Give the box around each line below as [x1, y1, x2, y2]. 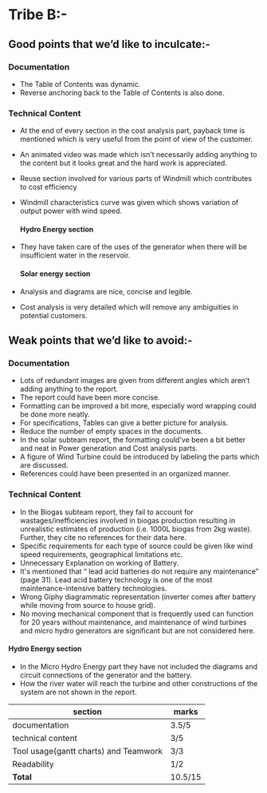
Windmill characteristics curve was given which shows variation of [19, 198, 239, 207]
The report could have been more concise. [19, 393, 161, 402]
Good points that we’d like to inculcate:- [8, 37, 210, 51]
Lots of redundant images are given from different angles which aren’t [19, 376, 250, 385]
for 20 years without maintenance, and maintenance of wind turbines [19, 617, 247, 627]
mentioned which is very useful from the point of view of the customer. [19, 134, 253, 144]
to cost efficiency [19, 182, 77, 192]
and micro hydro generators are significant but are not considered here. [19, 625, 256, 635]
